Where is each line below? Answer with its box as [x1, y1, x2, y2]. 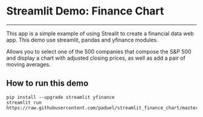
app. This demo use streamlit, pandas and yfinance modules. [6, 36, 158, 43]
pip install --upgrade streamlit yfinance [6, 94, 115, 100]
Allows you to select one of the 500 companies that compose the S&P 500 [6, 48, 192, 55]
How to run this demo [6, 78, 89, 89]
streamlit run [6, 100, 42, 106]
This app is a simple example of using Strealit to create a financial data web [6, 30, 195, 37]
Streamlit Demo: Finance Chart [6, 4, 164, 18]
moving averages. [6, 60, 51, 68]
